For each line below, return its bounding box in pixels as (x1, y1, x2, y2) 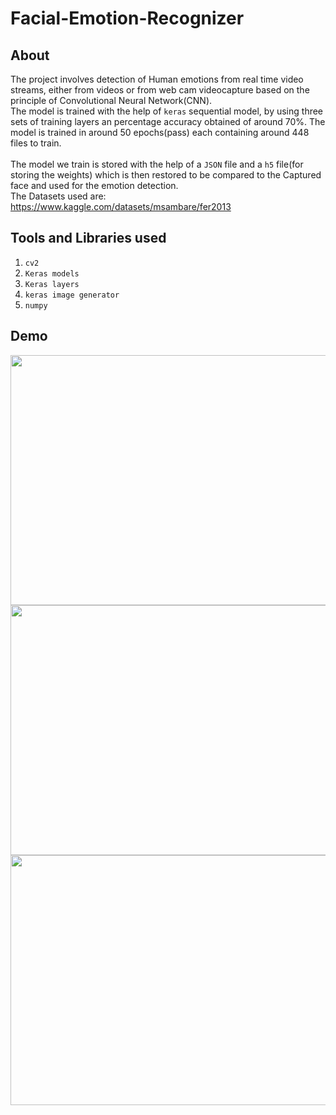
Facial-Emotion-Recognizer (10, 7, 245, 30)
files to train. (10, 137, 62, 149)
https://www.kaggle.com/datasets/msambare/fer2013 (10, 201, 232, 212)
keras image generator (24, 290, 120, 300)
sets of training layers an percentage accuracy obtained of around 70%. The (10, 116, 326, 127)
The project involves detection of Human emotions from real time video (10, 73, 304, 85)
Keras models (24, 268, 80, 279)
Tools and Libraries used (10, 230, 167, 247)
